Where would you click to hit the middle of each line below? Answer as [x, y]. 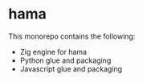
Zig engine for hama [53, 51]
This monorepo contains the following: [72, 36]
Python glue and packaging [65, 60]
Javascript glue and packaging [71, 68]
